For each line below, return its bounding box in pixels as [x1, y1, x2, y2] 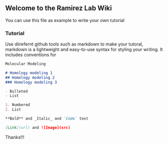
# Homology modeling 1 [5, 70, 53, 75]
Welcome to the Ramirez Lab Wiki [5, 4, 112, 12]
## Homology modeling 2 [5, 75, 55, 80]
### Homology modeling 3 [5, 79, 57, 84]
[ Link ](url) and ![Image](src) [5, 125, 71, 130]
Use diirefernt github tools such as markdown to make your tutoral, [5, 41, 143, 47]
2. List [5, 107, 22, 112]
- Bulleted [5, 88, 28, 94]
